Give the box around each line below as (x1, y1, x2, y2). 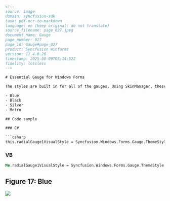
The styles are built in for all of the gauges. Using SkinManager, (5, 84, 153, 89)
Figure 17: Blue (5, 177, 52, 186)
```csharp (5, 135, 26, 140)
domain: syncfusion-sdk (5, 14, 56, 19)
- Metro (5, 107, 22, 112)
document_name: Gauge (5, 32, 51, 38)
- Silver (5, 103, 24, 108)
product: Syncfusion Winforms (5, 47, 69, 52)
